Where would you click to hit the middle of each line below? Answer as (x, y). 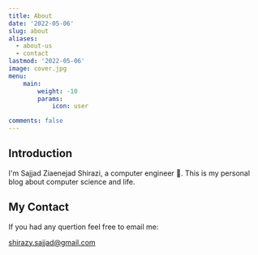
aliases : (23, 38)
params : (50, 99)
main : (32, 83)
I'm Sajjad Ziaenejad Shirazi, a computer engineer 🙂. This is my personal (129, 173)
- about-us (34, 46)
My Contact (39, 207)
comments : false (36, 121)
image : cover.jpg (38, 69)
